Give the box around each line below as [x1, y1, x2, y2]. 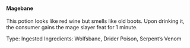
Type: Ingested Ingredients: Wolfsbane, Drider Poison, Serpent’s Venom [6, 35, 182, 42]
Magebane [6, 5, 34, 12]
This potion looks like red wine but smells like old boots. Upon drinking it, [6, 18, 185, 25]
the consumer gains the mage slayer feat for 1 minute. [6, 24, 138, 31]
